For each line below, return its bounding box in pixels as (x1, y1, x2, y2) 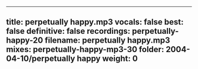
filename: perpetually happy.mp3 (44, 36, 170, 46)
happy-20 (6, 36, 43, 46)
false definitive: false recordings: (6, 26, 131, 36)
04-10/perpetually (6, 54, 75, 64)
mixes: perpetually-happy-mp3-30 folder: (6, 44, 164, 54)
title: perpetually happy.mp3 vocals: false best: (6, 17, 184, 27)
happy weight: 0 (76, 54, 138, 64)
